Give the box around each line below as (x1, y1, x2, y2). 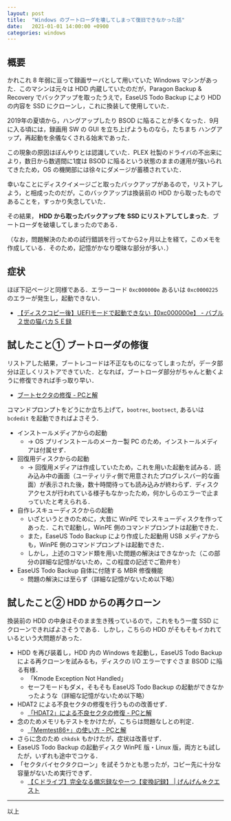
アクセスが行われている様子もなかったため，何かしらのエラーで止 (27, 489, 213, 497)
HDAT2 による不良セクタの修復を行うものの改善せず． (16, 700, 171, 708)
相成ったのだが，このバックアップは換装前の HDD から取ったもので (30, 189, 222, 197)
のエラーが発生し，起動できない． (7, 294, 104, 302)
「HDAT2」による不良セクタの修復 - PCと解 (27, 708, 153, 716)
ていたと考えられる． (33, 497, 94, 506)
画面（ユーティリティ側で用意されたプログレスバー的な (57, 471, 214, 480)
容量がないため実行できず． (16, 769, 96, 777)
